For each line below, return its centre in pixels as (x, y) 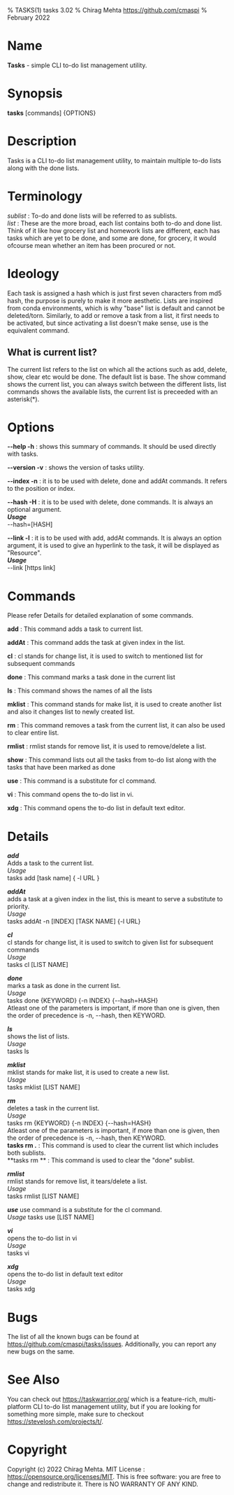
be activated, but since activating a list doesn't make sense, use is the (108, 323)
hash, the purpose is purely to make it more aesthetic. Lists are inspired (110, 300)
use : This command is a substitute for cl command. (82, 781)
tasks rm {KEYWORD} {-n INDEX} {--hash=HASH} (79, 1123)
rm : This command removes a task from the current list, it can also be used (116, 725)
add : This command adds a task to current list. (75, 629)
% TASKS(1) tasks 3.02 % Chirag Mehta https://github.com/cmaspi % (107, 10)
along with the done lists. (43, 168)
